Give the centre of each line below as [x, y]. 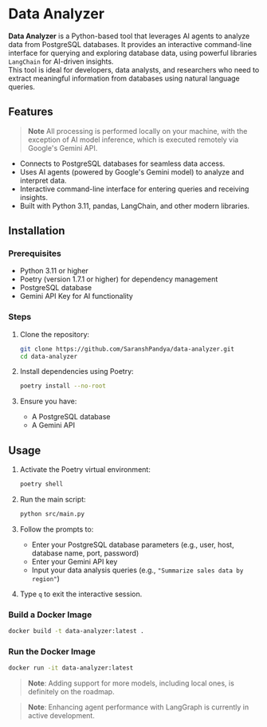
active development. [61, 716]
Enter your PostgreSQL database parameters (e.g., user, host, [133, 544]
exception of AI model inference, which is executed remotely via [133, 140]
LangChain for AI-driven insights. [61, 61]
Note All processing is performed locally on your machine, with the [137, 131]
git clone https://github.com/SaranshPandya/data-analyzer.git [127, 349]
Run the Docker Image [52, 652]
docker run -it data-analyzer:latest [71, 668]
